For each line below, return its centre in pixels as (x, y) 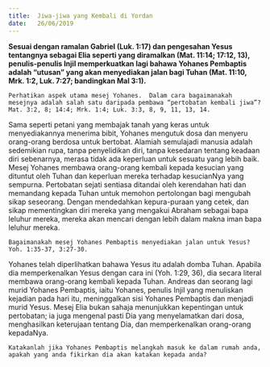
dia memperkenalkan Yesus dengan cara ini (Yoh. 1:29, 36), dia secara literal (135, 273)
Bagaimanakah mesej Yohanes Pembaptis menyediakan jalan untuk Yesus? (129, 242)
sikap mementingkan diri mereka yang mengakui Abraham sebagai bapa (128, 210)
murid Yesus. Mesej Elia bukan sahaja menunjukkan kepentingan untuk (126, 307)
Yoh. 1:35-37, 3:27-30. (48, 249)
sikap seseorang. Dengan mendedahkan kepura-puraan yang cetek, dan (129, 202)
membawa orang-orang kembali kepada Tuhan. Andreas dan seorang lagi (131, 281)
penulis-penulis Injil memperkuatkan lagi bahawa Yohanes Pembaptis (128, 63)
